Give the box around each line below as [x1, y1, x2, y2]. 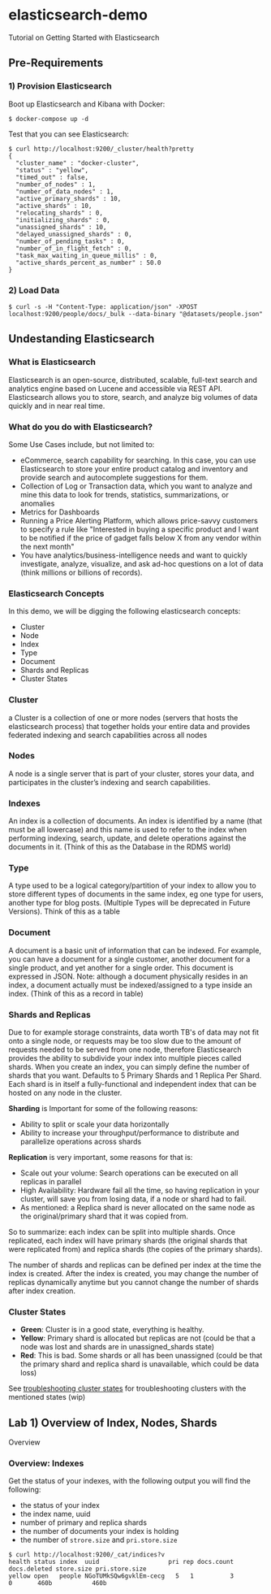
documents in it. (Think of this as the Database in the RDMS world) [8, 842, 231, 852]
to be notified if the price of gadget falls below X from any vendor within [19, 532, 262, 542]
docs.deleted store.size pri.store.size [8, 1565, 148, 1574]
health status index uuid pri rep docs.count [8, 1558, 234, 1566]
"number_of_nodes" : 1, [15, 180, 96, 189]
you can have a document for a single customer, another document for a [8, 953, 251, 964]
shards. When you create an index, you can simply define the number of [8, 1062, 250, 1071]
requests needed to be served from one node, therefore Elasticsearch [8, 1045, 242, 1054]
